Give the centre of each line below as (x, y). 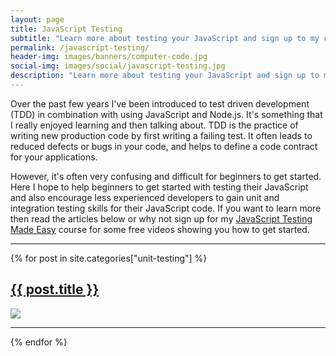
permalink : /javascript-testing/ (80, 47)
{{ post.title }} (55, 289)
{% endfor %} (39, 342)
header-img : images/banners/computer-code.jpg (109, 57)
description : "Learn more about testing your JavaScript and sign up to (165, 76)
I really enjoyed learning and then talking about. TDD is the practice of (154, 125)
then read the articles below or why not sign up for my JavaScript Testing (161, 218)
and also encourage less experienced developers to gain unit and (145, 197)
